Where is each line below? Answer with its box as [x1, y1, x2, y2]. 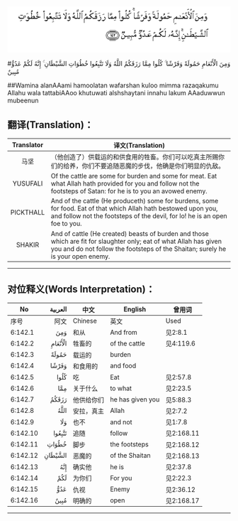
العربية [49, 305, 67, 313]
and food [109, 362, 137, 370]
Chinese [72, 316, 97, 326]
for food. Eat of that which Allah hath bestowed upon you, [50, 204, 218, 213]
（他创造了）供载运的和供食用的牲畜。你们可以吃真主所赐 [50, 152, 219, 161]
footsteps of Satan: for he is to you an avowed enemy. [50, 187, 208, 195]
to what [109, 384, 132, 392]
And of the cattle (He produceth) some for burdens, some [50, 197, 219, 205]
